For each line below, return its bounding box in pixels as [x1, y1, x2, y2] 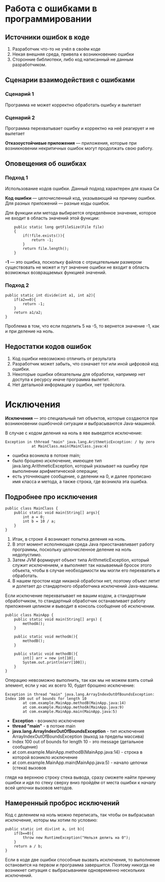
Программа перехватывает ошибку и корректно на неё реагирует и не [5, 125, 155, 131]
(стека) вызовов [12, 764, 47, 770]
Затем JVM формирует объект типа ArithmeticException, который [12, 557, 150, 563]
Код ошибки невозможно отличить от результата [12, 355, 116, 362]
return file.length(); [23, 246, 69, 251]
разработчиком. [12, 62, 47, 67]
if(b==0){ [14, 831, 34, 836]
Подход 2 [5, 281, 29, 288]
